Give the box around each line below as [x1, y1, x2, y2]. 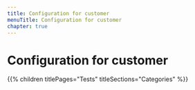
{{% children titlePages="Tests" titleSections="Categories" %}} [7, 75, 189, 83]
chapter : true [7, 23, 48, 30]
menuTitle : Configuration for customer [7, 16, 122, 23]
